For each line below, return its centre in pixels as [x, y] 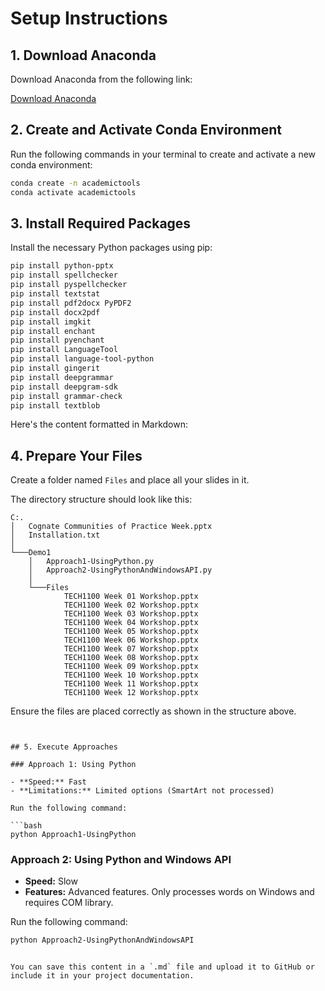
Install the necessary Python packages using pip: [111, 248]
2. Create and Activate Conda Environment [146, 130]
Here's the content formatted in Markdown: [99, 424]
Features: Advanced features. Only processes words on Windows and [169, 892]
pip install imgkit [51, 322]
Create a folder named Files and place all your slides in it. [130, 480]
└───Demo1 [31, 553]
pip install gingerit [55, 368]
